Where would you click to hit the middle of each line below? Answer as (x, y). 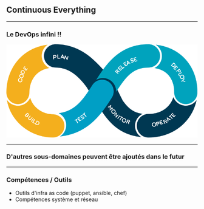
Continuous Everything (51, 10)
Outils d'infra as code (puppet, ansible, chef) (71, 193)
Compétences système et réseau (56, 199)
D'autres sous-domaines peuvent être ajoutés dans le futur (95, 157)
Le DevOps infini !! (34, 34)
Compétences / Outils (39, 180)
